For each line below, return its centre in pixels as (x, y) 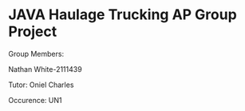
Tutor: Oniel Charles (41, 85)
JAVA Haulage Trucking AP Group (122, 15)
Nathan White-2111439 (45, 69)
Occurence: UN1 (35, 100)
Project (33, 32)
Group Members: (36, 54)
